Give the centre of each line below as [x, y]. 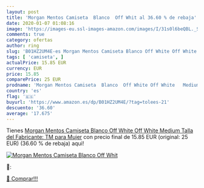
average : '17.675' [29, 113]
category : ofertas [29, 40]
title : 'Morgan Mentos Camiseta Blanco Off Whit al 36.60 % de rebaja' [102, 18]
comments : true [25, 35]
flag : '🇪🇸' [21, 96]
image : [15, 29]
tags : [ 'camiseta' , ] [35, 57]
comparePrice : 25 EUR [34, 79]
